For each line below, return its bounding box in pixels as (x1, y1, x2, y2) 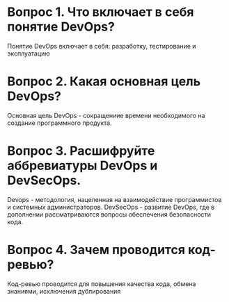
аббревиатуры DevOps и (7, 158, 158, 174)
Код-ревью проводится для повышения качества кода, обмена (7, 279, 196, 288)
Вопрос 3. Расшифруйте (7, 143, 155, 159)
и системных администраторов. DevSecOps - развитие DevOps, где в (7, 203, 215, 211)
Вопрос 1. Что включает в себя (7, 4, 194, 20)
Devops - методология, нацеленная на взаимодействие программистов (7, 195, 222, 203)
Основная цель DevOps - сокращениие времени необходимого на (7, 111, 205, 119)
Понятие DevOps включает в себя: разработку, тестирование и (7, 42, 196, 50)
